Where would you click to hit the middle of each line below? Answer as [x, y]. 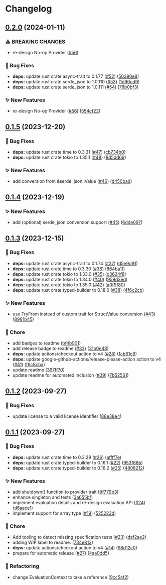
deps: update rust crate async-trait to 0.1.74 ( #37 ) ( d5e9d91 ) [75, 263]
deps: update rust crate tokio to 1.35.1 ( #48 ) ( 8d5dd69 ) [69, 157]
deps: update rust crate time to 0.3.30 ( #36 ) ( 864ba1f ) [69, 269]
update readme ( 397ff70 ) [39, 370]
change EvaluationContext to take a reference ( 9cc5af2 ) [70, 577]
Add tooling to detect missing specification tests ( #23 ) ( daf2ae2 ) [79, 537]
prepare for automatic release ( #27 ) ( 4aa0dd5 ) [61, 553]
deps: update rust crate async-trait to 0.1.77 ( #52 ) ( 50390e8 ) [76, 76]
